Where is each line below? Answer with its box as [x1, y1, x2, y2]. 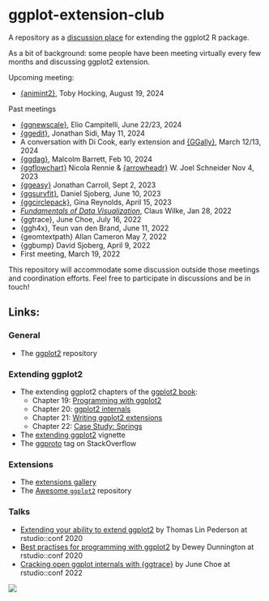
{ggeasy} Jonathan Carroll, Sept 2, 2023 [19, 180, 156, 190]
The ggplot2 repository [19, 348, 97, 358]
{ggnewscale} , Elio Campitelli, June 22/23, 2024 [19, 119, 182, 129]
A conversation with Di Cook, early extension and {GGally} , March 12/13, [19, 136, 262, 147]
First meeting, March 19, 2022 [19, 249, 121, 259]
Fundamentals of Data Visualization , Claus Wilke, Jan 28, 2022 [19, 205, 233, 216]
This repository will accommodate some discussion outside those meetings [8, 264, 260, 274]
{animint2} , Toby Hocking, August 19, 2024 [19, 88, 164, 98]
